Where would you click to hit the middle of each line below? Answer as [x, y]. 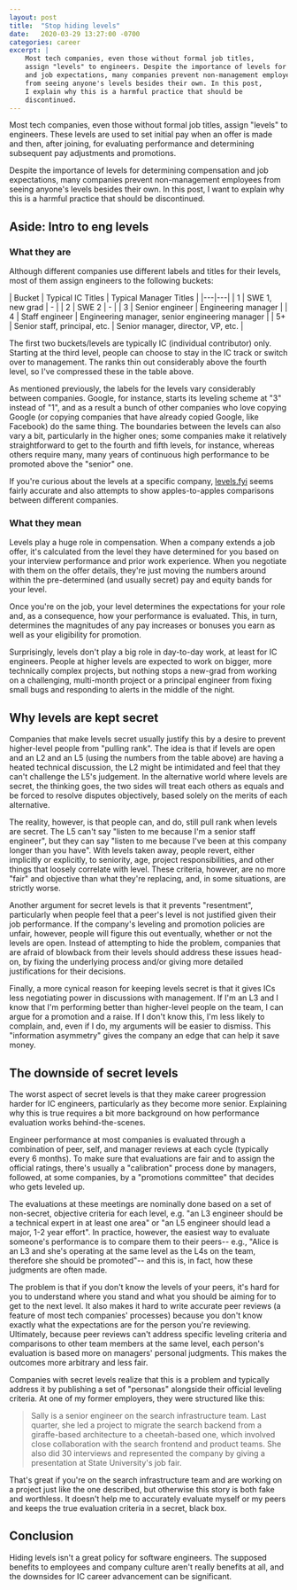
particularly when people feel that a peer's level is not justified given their [143, 915]
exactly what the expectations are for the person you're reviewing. [130, 1324]
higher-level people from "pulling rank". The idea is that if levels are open [142, 748]
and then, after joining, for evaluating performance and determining [132, 144]
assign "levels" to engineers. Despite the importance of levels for [156, 67]
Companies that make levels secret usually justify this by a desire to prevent [147, 739]
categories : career [45, 42]
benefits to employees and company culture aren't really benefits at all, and [147, 1567]
